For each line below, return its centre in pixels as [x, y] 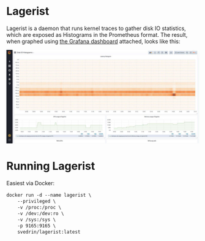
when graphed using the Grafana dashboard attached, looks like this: [93, 41]
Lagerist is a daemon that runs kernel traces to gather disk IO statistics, [96, 28]
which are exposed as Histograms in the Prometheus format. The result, [97, 34]
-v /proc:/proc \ [39, 207]
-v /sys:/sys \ [37, 220]
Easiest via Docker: [31, 183]
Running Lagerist [51, 166]
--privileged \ [37, 201]
